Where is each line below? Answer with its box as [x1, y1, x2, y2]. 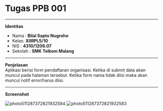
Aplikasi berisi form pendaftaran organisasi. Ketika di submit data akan [5, 67, 146, 73]
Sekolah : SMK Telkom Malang [12, 48, 74, 54]
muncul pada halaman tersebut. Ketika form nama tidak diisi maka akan [5, 72, 147, 78]
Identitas [5, 23, 23, 29]
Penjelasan [5, 62, 28, 68]
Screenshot [5, 91, 29, 97]
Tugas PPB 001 [5, 3, 66, 14]
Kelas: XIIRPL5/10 [12, 38, 49, 43]
